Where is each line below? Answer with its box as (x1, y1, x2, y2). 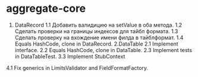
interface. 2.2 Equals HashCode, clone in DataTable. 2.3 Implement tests (14, 46, 192, 53)
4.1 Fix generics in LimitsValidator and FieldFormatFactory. (6, 64, 149, 71)
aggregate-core (6, 2, 86, 15)
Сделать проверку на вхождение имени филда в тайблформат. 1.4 (14, 34, 184, 41)
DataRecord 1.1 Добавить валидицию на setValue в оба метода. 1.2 (14, 21, 183, 28)
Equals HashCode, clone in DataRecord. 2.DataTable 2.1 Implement (14, 40, 178, 47)
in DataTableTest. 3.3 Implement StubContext (14, 53, 125, 60)
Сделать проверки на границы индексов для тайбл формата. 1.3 (14, 27, 178, 34)
